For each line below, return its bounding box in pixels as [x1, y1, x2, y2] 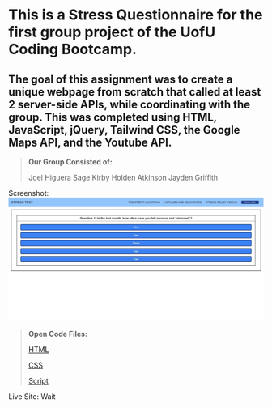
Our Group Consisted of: [28, 157, 113, 167]
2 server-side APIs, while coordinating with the [8, 97, 251, 111]
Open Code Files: [28, 329, 87, 338]
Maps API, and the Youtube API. [8, 135, 172, 149]
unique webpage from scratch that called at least [8, 85, 261, 99]
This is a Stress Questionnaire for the [8, 6, 263, 24]
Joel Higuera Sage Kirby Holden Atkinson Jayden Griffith [28, 172, 219, 182]
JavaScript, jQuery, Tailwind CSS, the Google [8, 123, 240, 137]
